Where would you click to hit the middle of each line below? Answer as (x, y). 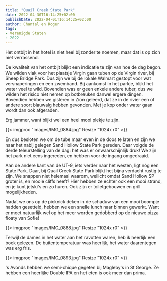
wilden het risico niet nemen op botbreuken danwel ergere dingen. (74, 94)
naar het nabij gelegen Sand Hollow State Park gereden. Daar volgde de (80, 145)
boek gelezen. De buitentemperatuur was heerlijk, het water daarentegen (81, 243)
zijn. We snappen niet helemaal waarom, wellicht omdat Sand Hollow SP (80, 176)
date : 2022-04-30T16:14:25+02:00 (40, 15)
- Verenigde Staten (26, 33)
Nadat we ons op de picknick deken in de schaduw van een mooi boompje (82, 201)
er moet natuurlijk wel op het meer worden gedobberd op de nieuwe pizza (82, 213)
